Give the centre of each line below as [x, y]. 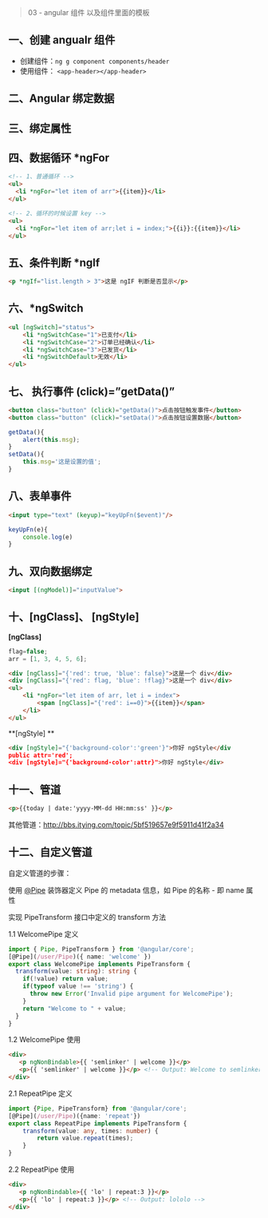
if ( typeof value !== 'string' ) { [78, 986]
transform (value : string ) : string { [76, 971]
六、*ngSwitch [46, 308]
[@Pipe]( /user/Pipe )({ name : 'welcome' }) [80, 957]
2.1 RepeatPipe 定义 [41, 1093]
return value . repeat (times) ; [85, 1138]
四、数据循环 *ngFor [59, 158]
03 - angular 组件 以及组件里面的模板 [89, 12]
